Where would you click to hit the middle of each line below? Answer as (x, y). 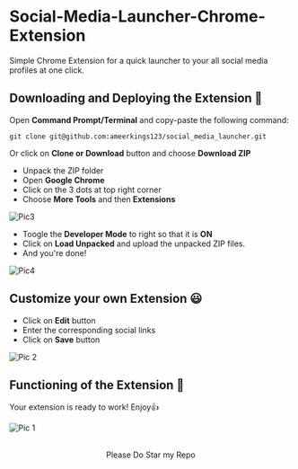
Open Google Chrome (63, 180)
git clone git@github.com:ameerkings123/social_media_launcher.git (138, 137)
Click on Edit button (59, 320)
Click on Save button (61, 340)
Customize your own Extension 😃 (106, 299)
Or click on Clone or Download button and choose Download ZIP (130, 153)
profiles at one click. (47, 70)
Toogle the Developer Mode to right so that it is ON (117, 234)
